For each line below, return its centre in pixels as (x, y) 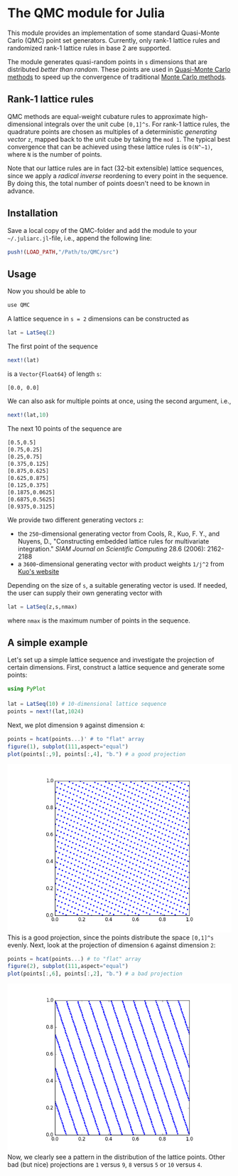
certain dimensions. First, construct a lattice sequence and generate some (116, 667)
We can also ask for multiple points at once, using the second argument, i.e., (119, 401)
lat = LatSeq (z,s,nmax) (43, 607)
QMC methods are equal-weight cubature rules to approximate (99, 116)
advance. (21, 191)
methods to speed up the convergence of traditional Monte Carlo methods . (117, 77)
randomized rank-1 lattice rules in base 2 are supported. (90, 48)
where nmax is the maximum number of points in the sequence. (99, 620)
